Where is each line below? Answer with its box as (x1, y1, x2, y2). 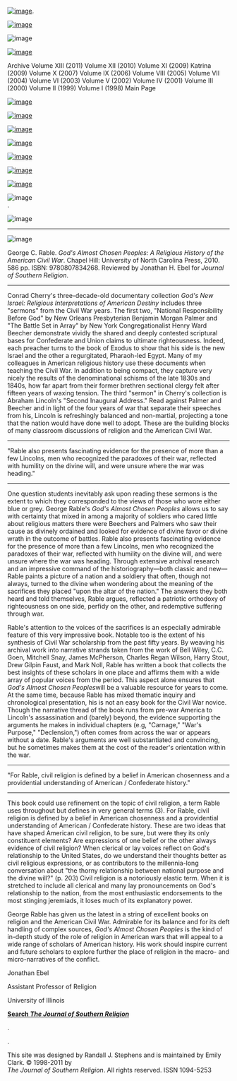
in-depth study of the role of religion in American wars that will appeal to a (7, 933, 224, 940)
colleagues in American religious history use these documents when (7, 359, 206, 367)
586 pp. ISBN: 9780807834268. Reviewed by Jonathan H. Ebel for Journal (7, 263, 224, 272)
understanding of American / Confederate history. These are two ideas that (7, 821, 226, 830)
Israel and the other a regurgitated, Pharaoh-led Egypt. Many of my (7, 352, 202, 359)
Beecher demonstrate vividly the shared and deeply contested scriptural (7, 329, 218, 337)
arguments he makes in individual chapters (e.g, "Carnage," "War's (7, 721, 202, 729)
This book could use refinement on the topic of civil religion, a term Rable (7, 799, 221, 807)
